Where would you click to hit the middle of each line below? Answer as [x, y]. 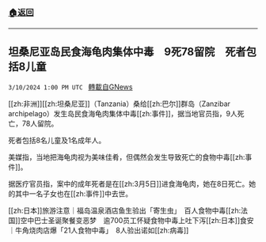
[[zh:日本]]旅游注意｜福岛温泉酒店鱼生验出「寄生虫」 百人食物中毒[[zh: [125, 210]
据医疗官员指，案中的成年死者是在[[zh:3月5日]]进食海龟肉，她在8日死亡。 [129, 184]
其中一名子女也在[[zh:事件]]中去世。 [74, 194]
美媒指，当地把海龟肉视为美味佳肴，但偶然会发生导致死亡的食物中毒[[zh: [127, 157]
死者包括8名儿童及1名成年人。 [57, 141]
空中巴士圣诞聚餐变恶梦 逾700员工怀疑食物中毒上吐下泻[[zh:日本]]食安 [137, 221]
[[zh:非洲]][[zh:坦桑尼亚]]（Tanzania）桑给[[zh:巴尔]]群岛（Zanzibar [120, 104]
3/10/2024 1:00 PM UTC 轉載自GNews [70, 87]
